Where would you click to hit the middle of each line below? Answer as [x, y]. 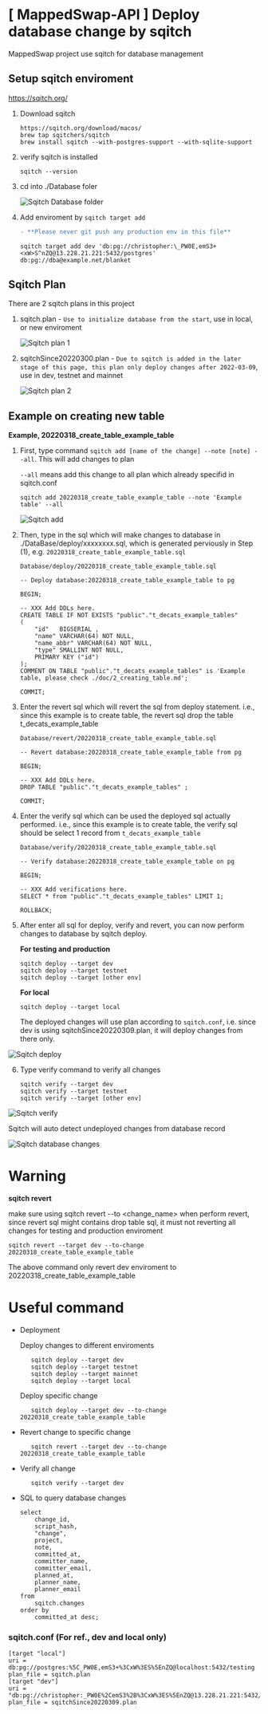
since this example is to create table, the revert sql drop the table [126, 715]
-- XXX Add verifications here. [73, 890]
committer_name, [61, 1562]
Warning [37, 1176]
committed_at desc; [67, 1617]
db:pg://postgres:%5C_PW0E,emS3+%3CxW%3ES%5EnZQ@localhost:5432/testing [132, 1668]
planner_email [58, 1590]
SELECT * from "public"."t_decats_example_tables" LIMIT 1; [122, 896]
